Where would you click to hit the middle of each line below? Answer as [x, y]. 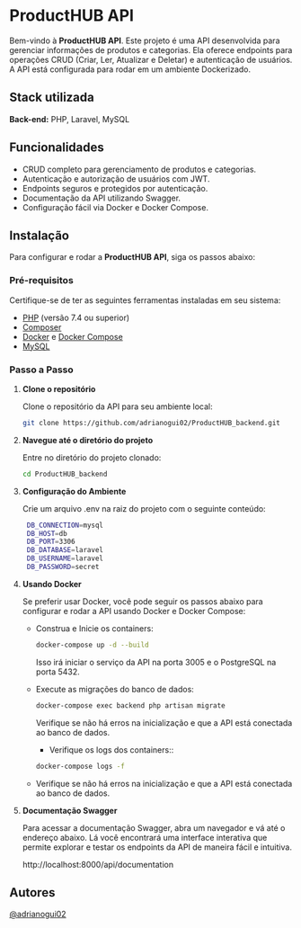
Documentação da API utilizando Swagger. [102, 198]
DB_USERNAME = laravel [65, 558]
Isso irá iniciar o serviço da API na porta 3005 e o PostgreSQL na [156, 662]
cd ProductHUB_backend [65, 474]
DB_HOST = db [47, 533]
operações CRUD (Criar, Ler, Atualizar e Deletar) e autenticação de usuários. [151, 59]
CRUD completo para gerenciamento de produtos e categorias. [139, 169]
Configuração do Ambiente [74, 491]
